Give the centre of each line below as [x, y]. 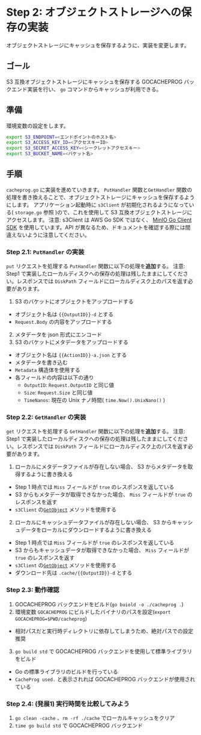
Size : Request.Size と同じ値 [58, 392]
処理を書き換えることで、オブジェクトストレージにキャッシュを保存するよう [100, 197]
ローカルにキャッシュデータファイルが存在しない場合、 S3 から [93, 523]
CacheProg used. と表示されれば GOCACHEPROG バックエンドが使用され [105, 679]
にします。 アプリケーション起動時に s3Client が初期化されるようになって [97, 205]
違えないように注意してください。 [48, 235]
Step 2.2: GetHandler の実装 [46, 417]
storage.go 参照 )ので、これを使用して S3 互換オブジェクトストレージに [103, 212]
